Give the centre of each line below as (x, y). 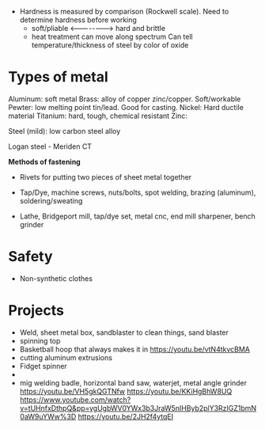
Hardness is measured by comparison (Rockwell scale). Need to (124, 11)
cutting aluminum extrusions (66, 357)
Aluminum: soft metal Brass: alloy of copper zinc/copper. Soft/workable (125, 99)
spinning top (40, 340)
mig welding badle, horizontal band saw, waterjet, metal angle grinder (133, 382)
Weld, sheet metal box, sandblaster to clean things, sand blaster (124, 332)
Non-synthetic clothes (56, 278)
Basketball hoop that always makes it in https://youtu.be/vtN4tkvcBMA (135, 349)
